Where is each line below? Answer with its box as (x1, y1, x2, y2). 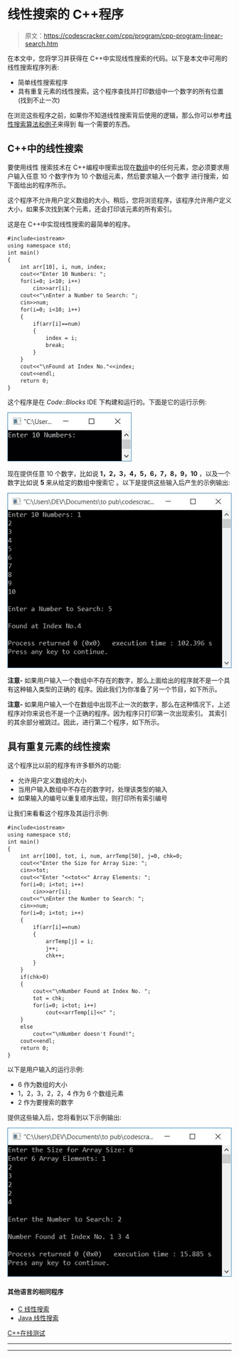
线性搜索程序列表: (7, 63, 60, 71)
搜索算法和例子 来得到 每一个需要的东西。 (13, 120, 134, 128)
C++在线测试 (7, 1328, 46, 1337)
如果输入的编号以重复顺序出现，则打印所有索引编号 (17, 794, 168, 802)
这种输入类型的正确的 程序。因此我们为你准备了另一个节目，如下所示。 (13, 684, 221, 694)
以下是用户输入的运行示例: (7, 1065, 85, 1073)
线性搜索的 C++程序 (7, 6, 124, 23)
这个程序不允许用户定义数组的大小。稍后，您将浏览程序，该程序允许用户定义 (7, 196, 232, 204)
